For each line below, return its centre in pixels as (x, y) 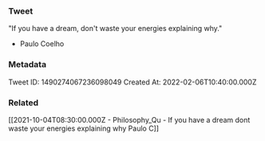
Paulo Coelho (42, 44)
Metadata (27, 65)
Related (24, 103)
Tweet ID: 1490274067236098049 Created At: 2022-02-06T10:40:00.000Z (132, 82)
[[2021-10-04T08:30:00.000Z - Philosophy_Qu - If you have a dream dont (129, 119)
